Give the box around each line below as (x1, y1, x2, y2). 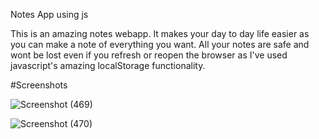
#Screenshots (10, 79, 68, 91)
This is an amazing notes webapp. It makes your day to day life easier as (10, 28, 310, 39)
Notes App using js (10, 9, 89, 20)
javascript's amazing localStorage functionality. (10, 60, 206, 71)
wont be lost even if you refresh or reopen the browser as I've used (10, 49, 288, 61)
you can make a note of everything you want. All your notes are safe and (10, 39, 310, 50)
